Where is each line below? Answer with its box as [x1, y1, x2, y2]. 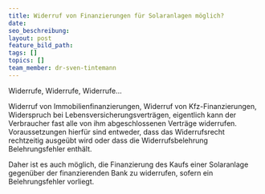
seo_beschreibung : [8, 26, 70, 34]
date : [8, 19, 26, 27]
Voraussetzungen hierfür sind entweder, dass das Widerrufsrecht [8, 127, 225, 136]
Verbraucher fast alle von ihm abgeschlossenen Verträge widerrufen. [8, 118, 237, 128]
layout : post [8, 34, 52, 42]
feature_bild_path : [8, 42, 74, 50]
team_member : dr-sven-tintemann [8, 64, 116, 72]
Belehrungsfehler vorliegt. [8, 176, 95, 186]
